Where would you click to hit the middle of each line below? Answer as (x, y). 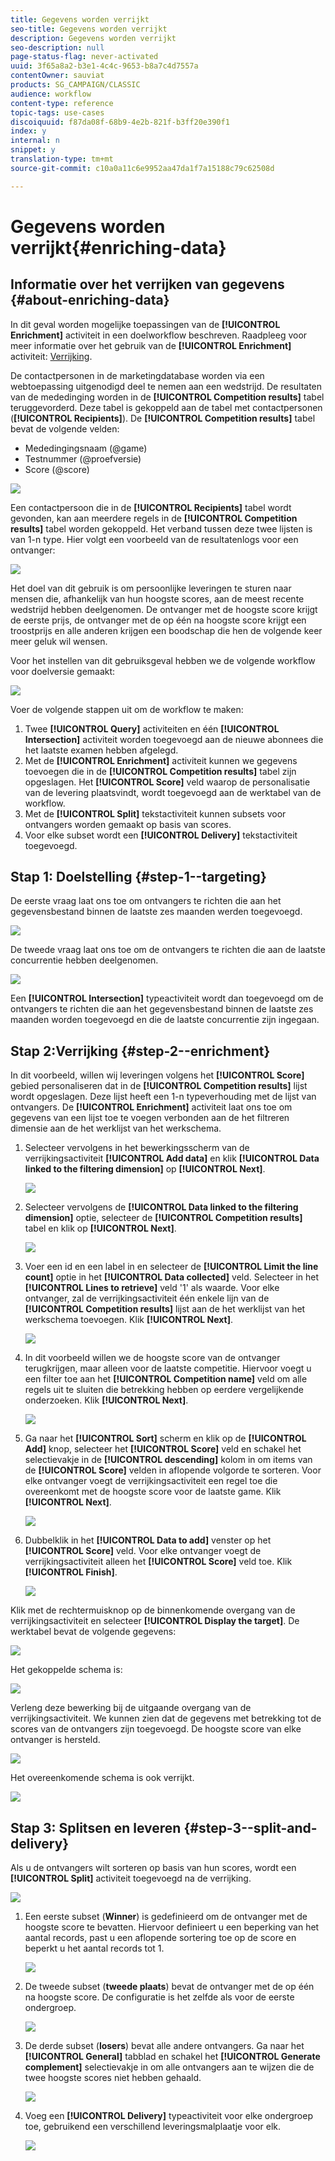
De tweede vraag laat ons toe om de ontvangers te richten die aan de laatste (168, 950)
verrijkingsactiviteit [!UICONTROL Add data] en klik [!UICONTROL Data (172, 1158)
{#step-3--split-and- (250, 1827)
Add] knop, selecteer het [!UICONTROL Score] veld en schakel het (163, 1449)
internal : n (35, 141)
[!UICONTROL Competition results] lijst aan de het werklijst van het (165, 1309)
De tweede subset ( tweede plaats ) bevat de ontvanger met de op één (169, 1987)
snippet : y (33, 150)
